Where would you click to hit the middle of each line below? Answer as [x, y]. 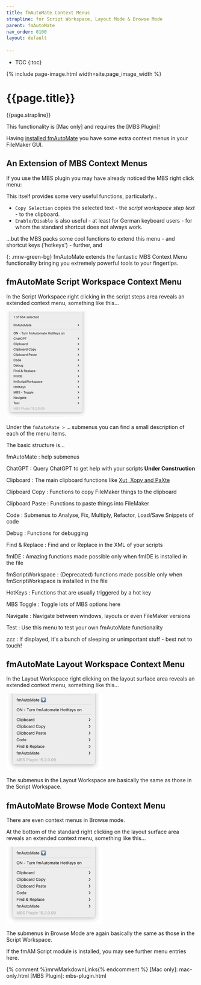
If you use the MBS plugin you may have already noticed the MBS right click [100, 178]
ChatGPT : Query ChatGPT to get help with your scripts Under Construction [101, 468]
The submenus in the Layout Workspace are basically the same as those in [99, 780]
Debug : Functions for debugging [47, 533]
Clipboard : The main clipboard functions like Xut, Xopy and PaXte [88, 480]
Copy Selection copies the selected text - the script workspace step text [105, 208]
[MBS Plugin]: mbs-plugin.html [68, 976]
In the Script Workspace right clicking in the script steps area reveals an [95, 296]
